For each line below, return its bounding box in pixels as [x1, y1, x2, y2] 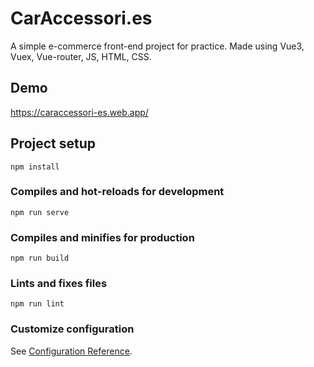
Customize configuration [10, 322, 135, 336]
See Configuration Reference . [10, 345, 133, 357]
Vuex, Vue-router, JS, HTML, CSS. [10, 50, 152, 62]
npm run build [10, 253, 70, 264]
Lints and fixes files [10, 277, 108, 291]
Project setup [10, 135, 97, 152]
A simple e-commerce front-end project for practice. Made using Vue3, [10, 40, 305, 52]
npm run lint [10, 299, 65, 309]
